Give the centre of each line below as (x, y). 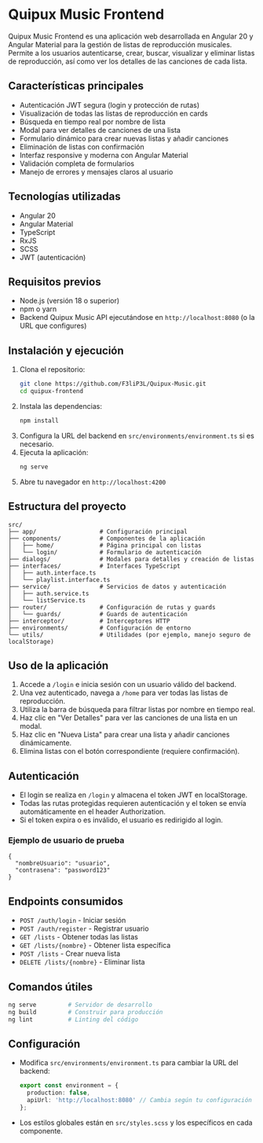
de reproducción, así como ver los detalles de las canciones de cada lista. (128, 61)
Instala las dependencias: (60, 406)
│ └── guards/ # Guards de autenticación (98, 614)
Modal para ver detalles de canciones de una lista (100, 130)
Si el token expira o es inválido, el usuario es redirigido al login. (121, 820)
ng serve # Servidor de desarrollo (80, 1005)
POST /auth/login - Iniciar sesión (73, 921)
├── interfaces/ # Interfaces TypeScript (94, 566)
